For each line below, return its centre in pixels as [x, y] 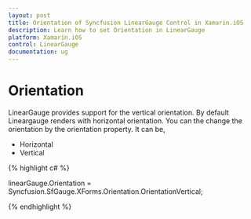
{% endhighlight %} [40, 206]
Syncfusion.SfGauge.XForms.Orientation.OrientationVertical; [105, 191]
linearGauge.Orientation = [50, 183]
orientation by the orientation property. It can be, [87, 129]
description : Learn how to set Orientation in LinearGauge [107, 30]
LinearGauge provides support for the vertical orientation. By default [119, 112]
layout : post [29, 15]
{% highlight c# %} [39, 168]
